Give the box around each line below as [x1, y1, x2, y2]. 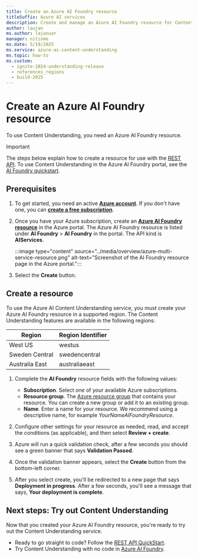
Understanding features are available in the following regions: [6, 316, 156, 324]
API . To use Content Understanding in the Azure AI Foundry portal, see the [6, 161, 187, 168]
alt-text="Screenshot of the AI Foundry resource [71, 254, 189, 261]
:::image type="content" [14, 247, 74, 255]
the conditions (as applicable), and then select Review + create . [14, 429, 171, 436]
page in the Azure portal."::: [14, 260, 82, 267]
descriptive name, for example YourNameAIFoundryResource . [23, 411, 174, 418]
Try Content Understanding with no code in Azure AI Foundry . [14, 545, 165, 552]
